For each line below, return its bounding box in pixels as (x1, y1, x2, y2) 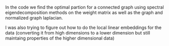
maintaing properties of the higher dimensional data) (5, 35, 115, 41)
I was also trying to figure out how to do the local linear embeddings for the (5, 24, 162, 30)
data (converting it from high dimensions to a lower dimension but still (5, 30, 150, 35)
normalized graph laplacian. (5, 15, 63, 20)
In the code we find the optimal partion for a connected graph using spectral (5, 4, 164, 10)
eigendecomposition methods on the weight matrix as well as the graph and (5, 9, 163, 15)
